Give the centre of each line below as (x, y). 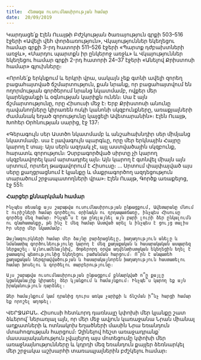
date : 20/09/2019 (29, 17)
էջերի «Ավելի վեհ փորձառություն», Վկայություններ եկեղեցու (90, 41)
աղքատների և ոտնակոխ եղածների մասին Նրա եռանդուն (88, 325)
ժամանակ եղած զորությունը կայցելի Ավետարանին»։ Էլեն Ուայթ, (97, 116)
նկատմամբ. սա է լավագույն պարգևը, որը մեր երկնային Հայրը (94, 140)
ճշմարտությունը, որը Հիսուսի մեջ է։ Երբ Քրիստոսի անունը (89, 103)
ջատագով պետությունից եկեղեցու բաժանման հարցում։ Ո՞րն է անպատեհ (89, 254)
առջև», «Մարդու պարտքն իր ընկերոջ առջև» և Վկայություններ (95, 53)
